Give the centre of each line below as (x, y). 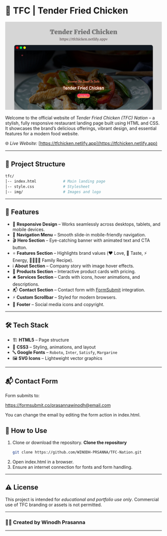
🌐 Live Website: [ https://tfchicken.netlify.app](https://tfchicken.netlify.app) (81, 143)
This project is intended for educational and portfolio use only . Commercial (82, 499)
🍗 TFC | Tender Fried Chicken (67, 11)
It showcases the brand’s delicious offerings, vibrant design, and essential (81, 128)
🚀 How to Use (26, 430)
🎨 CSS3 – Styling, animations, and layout (54, 347)
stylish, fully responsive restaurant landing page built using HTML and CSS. (83, 123)
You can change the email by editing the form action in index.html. (73, 415)
